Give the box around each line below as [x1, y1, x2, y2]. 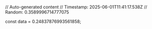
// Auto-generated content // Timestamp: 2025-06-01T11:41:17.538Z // [5, 4, 148, 10]
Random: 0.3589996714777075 [5, 9, 69, 15]
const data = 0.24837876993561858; [5, 19, 82, 24]
